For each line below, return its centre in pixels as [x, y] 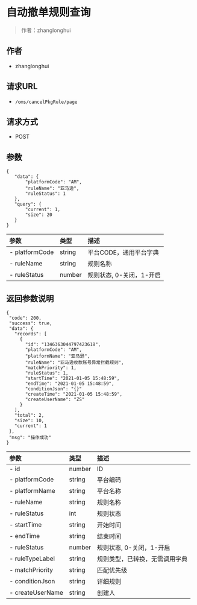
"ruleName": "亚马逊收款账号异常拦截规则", [75, 363]
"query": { [28, 204]
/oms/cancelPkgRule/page [46, 102]
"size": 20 [39, 215]
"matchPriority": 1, [51, 368]
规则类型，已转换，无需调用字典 [142, 559]
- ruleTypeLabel [32, 559]
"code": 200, [25, 318]
